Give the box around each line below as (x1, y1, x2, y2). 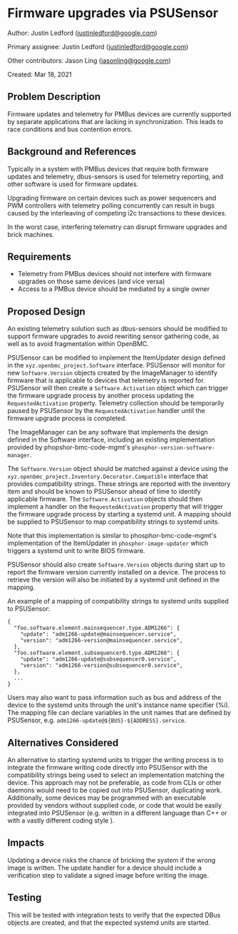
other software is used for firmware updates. (7, 180, 139, 188)
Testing (7, 892, 42, 904)
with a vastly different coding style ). (7, 816, 115, 825)
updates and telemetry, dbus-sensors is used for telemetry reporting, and (7, 172, 224, 181)
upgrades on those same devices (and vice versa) (17, 277, 165, 286)
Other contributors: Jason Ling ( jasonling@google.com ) (7, 56, 171, 65)
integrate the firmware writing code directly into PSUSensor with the (7, 763, 208, 771)
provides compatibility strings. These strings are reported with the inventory (7, 479, 231, 488)
